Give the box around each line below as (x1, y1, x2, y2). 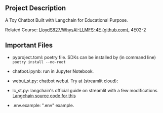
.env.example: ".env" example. (12, 102, 74, 108)
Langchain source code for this (12, 93, 76, 99)
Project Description (5, 4, 66, 12)
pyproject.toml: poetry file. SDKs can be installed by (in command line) (12, 54, 156, 60)
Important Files (5, 41, 53, 50)
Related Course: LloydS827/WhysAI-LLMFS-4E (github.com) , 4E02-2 (5, 27, 147, 33)
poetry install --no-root (12, 59, 66, 64)
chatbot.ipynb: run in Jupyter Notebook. (12, 68, 94, 74)
